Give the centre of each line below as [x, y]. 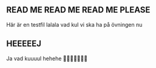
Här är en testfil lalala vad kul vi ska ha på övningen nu [74, 24]
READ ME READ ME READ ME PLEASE [78, 10]
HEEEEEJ [24, 44]
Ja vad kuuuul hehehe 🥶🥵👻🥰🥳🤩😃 [47, 58]
